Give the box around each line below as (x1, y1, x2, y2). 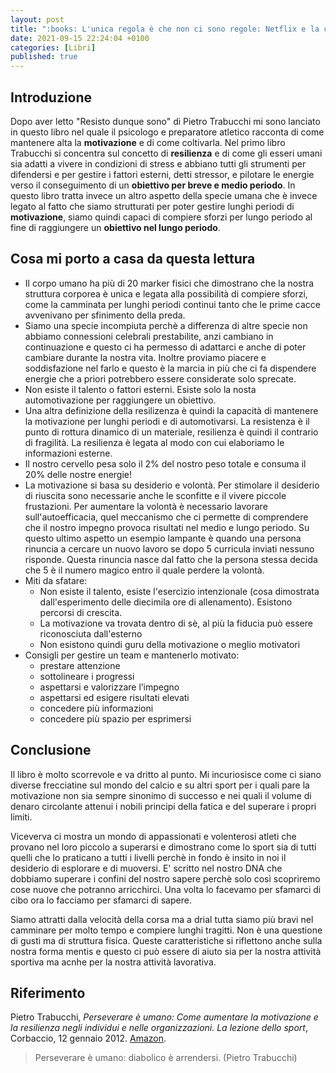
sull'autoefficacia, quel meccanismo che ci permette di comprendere (24, 511, 309, 523)
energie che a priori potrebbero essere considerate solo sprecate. (24, 372, 297, 385)
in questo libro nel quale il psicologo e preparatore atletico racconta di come (10, 126, 325, 138)
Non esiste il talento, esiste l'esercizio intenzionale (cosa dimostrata (39, 585, 320, 597)
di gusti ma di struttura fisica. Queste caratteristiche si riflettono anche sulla (10, 934, 323, 946)
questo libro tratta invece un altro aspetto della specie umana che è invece (10, 189, 318, 201)
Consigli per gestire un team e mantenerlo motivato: (24, 649, 240, 661)
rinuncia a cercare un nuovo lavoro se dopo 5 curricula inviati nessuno (24, 542, 315, 555)
